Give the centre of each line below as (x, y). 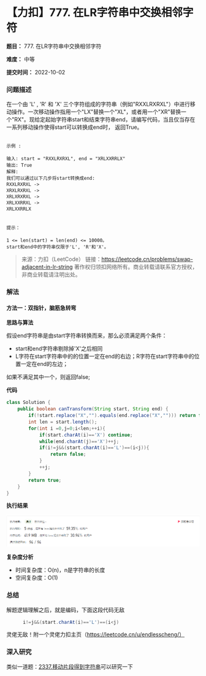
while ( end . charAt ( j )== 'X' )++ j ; (79, 441)
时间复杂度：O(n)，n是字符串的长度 (60, 570)
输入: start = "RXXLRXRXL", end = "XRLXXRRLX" (66, 159)
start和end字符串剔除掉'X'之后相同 (59, 349)
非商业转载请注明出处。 (51, 274)
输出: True (19, 165)
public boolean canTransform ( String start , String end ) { (93, 409)
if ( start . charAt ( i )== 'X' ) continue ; (86, 435)
